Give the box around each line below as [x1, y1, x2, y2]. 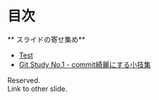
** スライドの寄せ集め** [7, 35, 86, 44]
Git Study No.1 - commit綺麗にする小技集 [18, 60, 151, 69]
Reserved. [7, 76, 41, 85]
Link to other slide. [7, 83, 68, 93]
